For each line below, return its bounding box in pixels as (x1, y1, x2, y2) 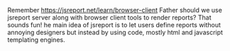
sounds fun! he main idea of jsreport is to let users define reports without (7, 21, 221, 29)
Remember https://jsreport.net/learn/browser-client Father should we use (7, 6, 222, 14)
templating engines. (7, 36, 65, 44)
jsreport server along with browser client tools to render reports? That (7, 13, 212, 22)
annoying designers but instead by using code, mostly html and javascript (7, 28, 224, 36)
